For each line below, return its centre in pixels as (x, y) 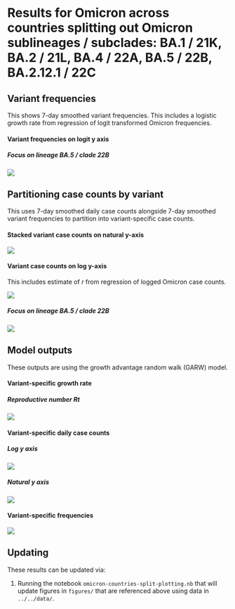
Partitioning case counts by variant (86, 194)
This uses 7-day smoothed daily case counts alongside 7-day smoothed (112, 211)
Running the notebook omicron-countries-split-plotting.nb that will (117, 583)
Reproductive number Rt (44, 399)
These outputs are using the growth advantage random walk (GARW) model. (117, 367)
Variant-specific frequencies (50, 516)
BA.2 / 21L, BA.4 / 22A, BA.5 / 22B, (110, 58)
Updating (28, 553)
